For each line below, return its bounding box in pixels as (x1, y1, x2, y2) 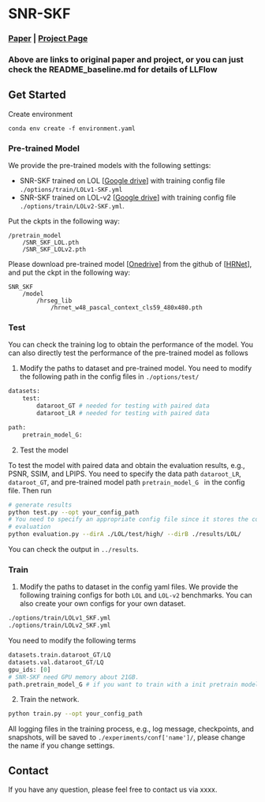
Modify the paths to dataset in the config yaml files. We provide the (19, 582, 239, 592)
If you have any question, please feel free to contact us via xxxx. (8, 785, 218, 794)
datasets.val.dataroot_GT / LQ (8, 658, 104, 666)
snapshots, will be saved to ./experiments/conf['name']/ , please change (8, 733, 246, 742)
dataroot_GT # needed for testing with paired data (36, 402, 211, 410)
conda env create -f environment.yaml (8, 124, 136, 133)
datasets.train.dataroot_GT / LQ (8, 651, 111, 659)
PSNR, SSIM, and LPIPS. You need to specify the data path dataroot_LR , (8, 469, 242, 478)
